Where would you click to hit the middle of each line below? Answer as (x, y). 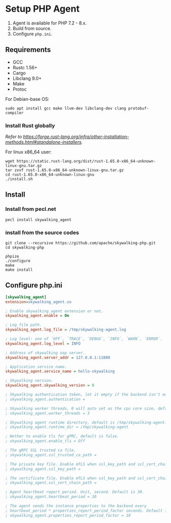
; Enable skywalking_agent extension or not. (54, 311)
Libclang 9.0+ (27, 78)
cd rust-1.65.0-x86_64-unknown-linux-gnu (50, 175)
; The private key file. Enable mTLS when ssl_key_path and (70, 464)
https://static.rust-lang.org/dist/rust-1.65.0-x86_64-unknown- (86, 161)
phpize (12, 257)
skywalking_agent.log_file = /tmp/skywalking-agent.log (66, 330)
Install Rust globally (30, 125)
